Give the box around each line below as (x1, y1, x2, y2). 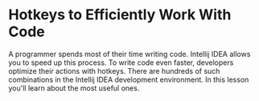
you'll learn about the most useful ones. (8, 83, 140, 93)
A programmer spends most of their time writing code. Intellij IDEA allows (8, 49, 251, 59)
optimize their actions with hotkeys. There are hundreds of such (8, 66, 220, 75)
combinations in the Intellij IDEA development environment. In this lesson (8, 75, 249, 84)
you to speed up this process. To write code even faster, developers (8, 58, 234, 67)
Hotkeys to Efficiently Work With (8, 6, 232, 24)
